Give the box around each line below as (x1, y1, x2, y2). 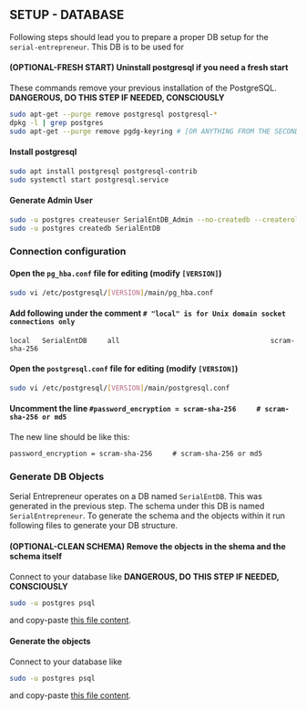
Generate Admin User (9, 195, 93, 206)
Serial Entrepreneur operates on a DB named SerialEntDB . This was (9, 491, 262, 502)
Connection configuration (9, 245, 127, 258)
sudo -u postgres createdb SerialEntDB (9, 224, 161, 233)
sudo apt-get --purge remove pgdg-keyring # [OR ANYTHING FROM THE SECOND (9, 127, 300, 136)
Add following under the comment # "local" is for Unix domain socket (9, 308, 287, 318)
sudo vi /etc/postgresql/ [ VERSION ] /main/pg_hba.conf (9, 287, 214, 298)
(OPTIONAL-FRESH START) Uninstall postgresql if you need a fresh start (9, 62, 289, 73)
